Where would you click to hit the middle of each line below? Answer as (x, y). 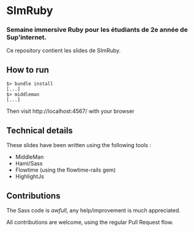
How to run (28, 70)
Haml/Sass (29, 164)
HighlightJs (30, 176)
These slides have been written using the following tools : (79, 145)
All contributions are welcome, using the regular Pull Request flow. (90, 222)
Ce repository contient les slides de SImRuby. (64, 51)
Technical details (40, 130)
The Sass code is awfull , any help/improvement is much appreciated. (93, 210)
